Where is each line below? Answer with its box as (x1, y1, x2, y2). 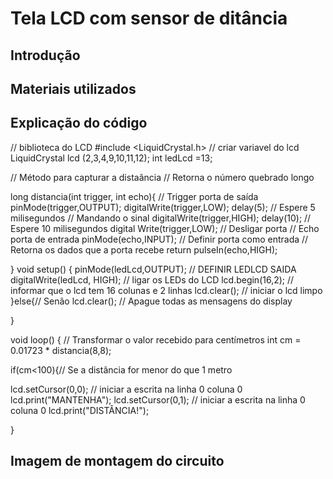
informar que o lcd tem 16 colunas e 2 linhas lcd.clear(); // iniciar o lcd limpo (10, 284, 323, 296)
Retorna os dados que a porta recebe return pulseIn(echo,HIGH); (10, 243, 278, 256)
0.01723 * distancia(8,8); (10, 344, 112, 356)
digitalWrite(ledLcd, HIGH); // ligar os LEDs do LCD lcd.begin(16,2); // (10, 273, 295, 286)
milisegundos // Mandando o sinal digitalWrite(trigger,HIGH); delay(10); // (10, 212, 312, 224)
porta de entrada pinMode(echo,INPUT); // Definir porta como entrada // (10, 233, 309, 245)
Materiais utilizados (10, 80, 137, 97)
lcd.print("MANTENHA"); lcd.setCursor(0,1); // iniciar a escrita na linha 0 (10, 393, 306, 406)
